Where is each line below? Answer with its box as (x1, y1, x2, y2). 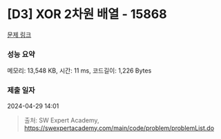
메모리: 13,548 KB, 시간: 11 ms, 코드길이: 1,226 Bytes (7, 66, 152, 75)
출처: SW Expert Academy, (23, 115, 99, 124)
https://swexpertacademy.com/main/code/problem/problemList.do (23, 124, 215, 132)
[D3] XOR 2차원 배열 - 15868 (7, 6, 167, 22)
